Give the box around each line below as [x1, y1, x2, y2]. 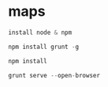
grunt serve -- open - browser [8, 71, 101, 79]
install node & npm [8, 28, 73, 36]
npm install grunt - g [8, 43, 80, 51]
